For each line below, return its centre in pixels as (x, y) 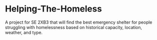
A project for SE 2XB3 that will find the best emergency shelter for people (79, 22)
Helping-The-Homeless (53, 9)
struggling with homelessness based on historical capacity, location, (74, 27)
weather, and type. (24, 32)
